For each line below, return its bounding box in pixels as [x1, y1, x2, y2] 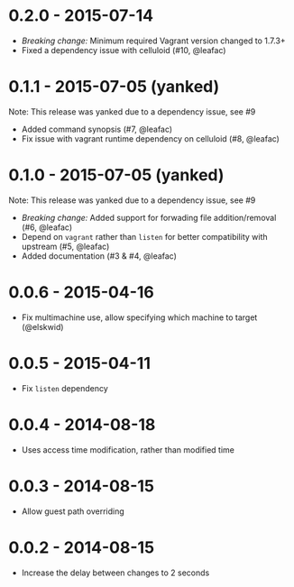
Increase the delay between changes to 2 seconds [21, 567, 210, 578]
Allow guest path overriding [21, 506, 125, 517]
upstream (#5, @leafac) [21, 241, 110, 252]
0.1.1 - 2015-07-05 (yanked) [8, 77, 220, 97]
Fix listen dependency [21, 382, 109, 393]
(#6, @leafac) [21, 222, 73, 233]
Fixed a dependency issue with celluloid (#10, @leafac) [21, 44, 226, 55]
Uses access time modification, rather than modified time [21, 444, 235, 455]
